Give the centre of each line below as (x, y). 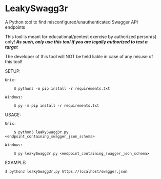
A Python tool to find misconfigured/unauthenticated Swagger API (71, 22)
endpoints (15, 27)
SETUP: (13, 71)
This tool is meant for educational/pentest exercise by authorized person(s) (81, 37)
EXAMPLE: (16, 162)
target (11, 47)
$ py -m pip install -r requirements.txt (56, 105)
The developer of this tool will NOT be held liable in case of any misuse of (79, 56)
